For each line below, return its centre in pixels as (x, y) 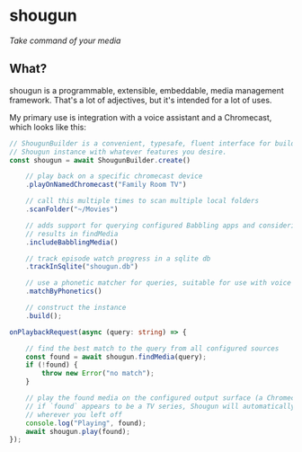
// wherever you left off (74, 414)
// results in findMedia (72, 234)
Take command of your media (65, 40)
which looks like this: (48, 127)
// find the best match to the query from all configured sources (152, 348)
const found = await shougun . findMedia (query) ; (116, 357)
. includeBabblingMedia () (72, 242)
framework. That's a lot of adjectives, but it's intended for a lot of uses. (141, 100)
